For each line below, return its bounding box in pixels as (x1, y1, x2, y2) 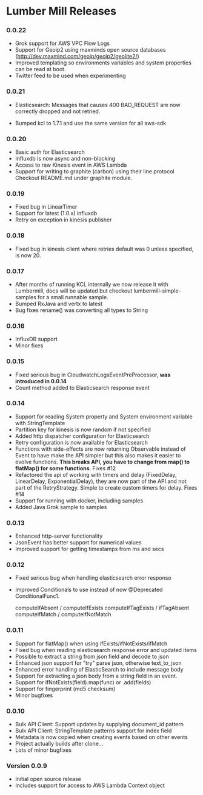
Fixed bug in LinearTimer (15, 203, 78, 210)
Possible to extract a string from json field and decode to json (15, 653, 169, 660)
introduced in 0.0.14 (15, 377, 67, 384)
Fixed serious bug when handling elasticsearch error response (15, 574, 171, 581)
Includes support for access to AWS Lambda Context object (15, 782, 165, 789)
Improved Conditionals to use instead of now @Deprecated (15, 586, 163, 594)
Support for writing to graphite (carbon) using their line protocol (15, 168, 175, 175)
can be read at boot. (15, 66, 66, 73)
